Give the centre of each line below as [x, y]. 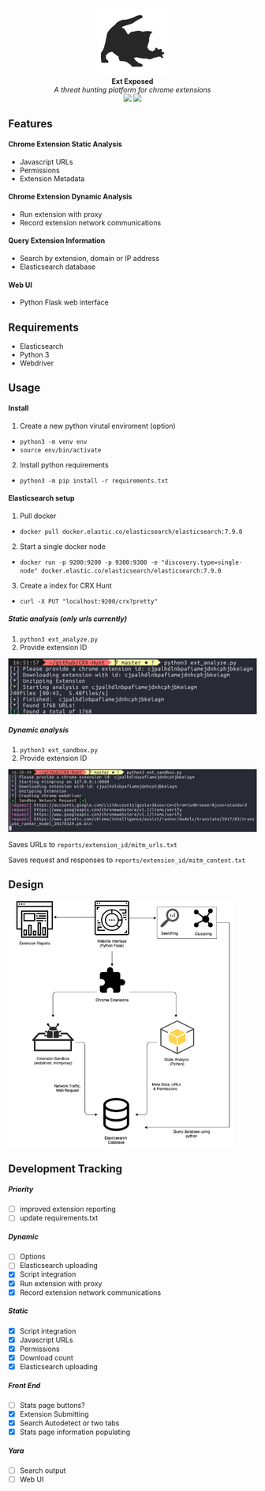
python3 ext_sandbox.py [59, 750]
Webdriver [37, 363]
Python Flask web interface [64, 302]
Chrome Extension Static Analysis [65, 144]
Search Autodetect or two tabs [69, 1423]
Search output [43, 1470]
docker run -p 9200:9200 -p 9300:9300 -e [88, 562]
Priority [21, 1189]
